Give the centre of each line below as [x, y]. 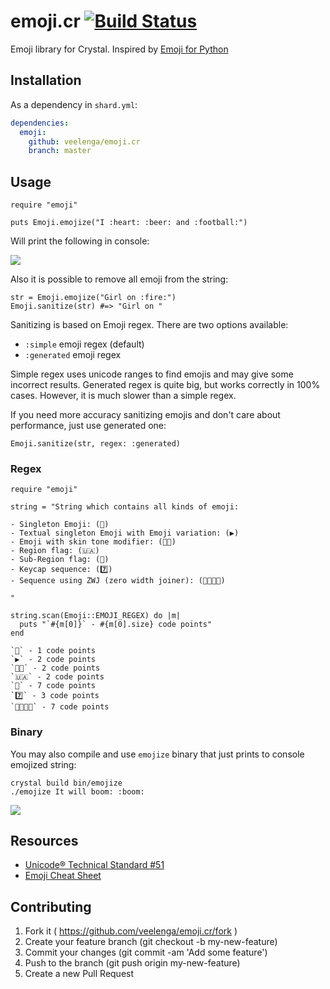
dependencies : [40, 123]
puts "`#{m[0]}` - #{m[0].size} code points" [116, 625]
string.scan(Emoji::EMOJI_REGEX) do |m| [96, 616]
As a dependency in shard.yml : [74, 104]
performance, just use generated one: [88, 426]
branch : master [60, 151]
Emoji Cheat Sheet [63, 876]
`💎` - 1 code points [53, 651]
